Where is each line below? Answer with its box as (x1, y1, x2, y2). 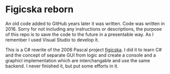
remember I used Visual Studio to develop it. (5, 37, 99, 43)
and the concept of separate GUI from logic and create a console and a (5, 52, 156, 58)
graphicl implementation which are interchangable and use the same (5, 57, 150, 63)
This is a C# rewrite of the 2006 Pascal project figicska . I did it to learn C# (5, 46, 162, 53)
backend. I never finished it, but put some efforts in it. (5, 63, 119, 69)
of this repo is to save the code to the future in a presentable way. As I (5, 31, 154, 37)
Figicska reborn (5, 4, 73, 15)
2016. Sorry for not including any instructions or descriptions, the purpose (5, 26, 162, 32)
